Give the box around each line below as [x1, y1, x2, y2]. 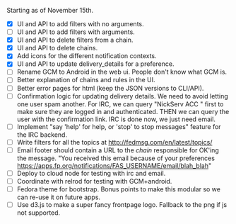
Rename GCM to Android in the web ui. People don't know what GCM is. [16, 67, 228, 77]
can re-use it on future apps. [16, 193, 100, 201]
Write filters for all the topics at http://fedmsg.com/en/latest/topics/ [16, 138, 213, 146]
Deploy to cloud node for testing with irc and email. [16, 169, 166, 177]
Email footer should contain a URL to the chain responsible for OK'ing [16, 145, 220, 155]
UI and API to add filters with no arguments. [16, 20, 144, 28]
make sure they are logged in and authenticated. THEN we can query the [16, 107, 230, 116]
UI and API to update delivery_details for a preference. [16, 60, 175, 68]
